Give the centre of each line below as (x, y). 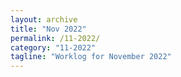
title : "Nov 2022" (48, 29)
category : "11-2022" (53, 47)
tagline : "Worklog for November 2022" (91, 57)
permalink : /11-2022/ (55, 38)
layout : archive (44, 19)
